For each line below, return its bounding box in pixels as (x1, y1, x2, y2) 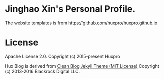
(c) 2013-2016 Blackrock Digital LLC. (5, 68, 80, 74)
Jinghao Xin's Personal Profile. (5, 3, 136, 15)
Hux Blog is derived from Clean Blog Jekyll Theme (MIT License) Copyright (5, 63, 159, 69)
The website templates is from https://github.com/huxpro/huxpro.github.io (5, 20, 158, 26)
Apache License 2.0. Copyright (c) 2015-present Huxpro (5, 53, 120, 59)
